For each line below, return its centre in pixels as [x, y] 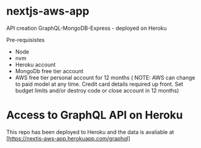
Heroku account [35, 65]
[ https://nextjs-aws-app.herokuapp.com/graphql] [69, 138]
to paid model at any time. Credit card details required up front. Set [99, 84]
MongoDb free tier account [49, 71]
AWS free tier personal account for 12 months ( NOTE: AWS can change [105, 77]
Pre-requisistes [26, 40]
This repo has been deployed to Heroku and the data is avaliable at [90, 132]
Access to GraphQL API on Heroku [95, 115]
